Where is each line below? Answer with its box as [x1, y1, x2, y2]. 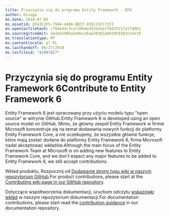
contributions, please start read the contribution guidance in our [5, 200, 139, 206]
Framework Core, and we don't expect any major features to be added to [5, 153, 157, 159]
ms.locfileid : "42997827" [5, 50, 60, 55]
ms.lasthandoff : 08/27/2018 [5, 45, 65, 50]
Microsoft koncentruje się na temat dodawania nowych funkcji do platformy [5, 126, 162, 132]
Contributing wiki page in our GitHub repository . [5, 179, 105, 185]
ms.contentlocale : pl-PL [5, 41, 58, 46]
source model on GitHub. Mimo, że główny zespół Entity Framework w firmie [5, 121, 164, 127]
